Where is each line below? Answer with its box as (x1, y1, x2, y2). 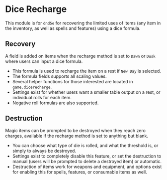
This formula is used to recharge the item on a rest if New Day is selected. (12, 68, 162, 74)
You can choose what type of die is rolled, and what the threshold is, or (12, 142, 159, 148)
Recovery (5, 40, 36, 48)
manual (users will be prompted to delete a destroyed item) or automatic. (12, 158, 162, 164)
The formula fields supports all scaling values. (12, 73, 107, 79)
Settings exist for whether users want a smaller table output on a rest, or (12, 89, 161, 95)
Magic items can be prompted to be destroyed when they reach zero (5, 127, 146, 133)
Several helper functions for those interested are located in (12, 78, 133, 84)
